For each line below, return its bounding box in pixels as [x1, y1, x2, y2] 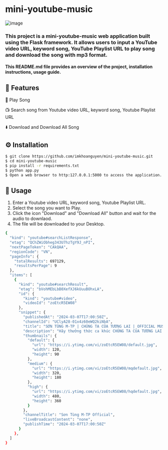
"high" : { [27, 384, 48, 389]
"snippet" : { [18, 310, 46, 315]
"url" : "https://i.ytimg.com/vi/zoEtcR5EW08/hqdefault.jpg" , [31, 389, 162, 394]
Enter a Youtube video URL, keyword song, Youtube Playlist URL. [12, 199, 146, 206]
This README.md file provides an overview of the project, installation [5, 64, 153, 70]
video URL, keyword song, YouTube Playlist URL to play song [5, 45, 155, 52]
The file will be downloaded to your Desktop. [12, 221, 105, 227]
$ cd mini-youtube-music [5, 158, 57, 163]
